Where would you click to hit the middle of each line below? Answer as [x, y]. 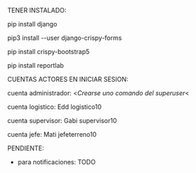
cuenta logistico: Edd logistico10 [54, 107]
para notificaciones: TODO [56, 162]
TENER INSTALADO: [37, 10]
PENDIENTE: [26, 148]
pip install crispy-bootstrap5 [49, 52]
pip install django [32, 24]
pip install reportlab [36, 65]
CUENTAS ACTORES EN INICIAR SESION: [68, 79]
